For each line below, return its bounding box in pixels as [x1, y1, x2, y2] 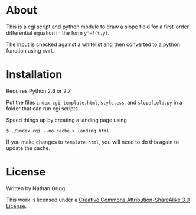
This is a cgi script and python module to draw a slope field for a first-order [6, 23, 189, 30]
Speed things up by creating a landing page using [6, 116, 127, 123]
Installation [6, 68, 63, 82]
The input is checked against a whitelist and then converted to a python [6, 41, 180, 48]
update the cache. [6, 144, 51, 151]
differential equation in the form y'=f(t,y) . [6, 29, 110, 36]
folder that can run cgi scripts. [6, 105, 80, 112]
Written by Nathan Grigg [6, 184, 66, 192]
